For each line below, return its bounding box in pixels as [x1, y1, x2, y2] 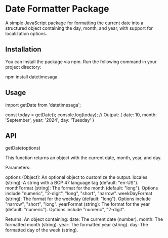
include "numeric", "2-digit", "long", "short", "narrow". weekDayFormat [5, 191, 153, 197]
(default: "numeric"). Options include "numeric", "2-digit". [5, 207, 125, 213]
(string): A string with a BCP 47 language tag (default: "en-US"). [5, 180, 139, 186]
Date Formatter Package [5, 3, 110, 15]
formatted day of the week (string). [5, 227, 78, 233]
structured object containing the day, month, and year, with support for [5, 25, 153, 31]
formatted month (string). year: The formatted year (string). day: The [5, 222, 148, 228]
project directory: [5, 64, 41, 70]
